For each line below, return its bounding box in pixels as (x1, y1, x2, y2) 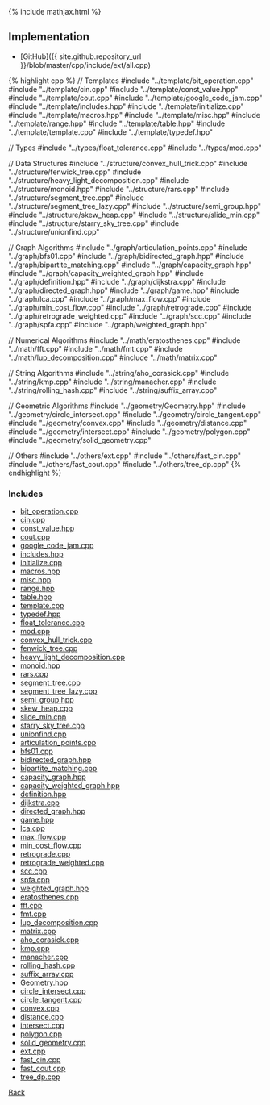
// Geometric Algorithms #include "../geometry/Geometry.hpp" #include (8, 401, 246, 411)
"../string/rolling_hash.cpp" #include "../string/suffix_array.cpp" (8, 385, 218, 394)
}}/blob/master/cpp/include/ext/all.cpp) (19, 60, 152, 69)
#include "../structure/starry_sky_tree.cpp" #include (8, 218, 180, 228)
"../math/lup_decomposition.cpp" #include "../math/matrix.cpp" (8, 352, 218, 362)
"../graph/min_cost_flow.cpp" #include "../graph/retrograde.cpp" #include (8, 302, 252, 312)
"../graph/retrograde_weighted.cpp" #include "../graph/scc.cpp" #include (8, 311, 251, 321)
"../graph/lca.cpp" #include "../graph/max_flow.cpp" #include (8, 294, 211, 303)
